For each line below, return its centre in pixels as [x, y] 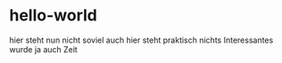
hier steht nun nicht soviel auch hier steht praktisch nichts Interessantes [141, 40]
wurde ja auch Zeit [43, 49]
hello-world [54, 16]
